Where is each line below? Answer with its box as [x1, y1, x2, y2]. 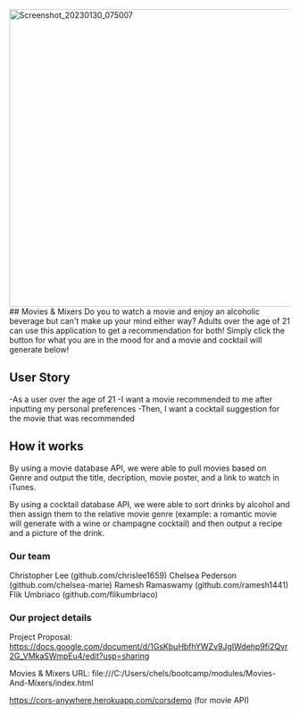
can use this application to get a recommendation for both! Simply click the [9, 326, 286, 336]
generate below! [9, 344, 70, 354]
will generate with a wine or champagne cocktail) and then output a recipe [9, 518, 283, 529]
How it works [9, 438, 84, 455]
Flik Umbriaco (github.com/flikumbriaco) [9, 589, 159, 599]
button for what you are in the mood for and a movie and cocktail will [9, 335, 262, 345]
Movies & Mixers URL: [9, 668, 90, 679]
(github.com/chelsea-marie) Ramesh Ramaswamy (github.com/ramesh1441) [9, 579, 288, 590]
